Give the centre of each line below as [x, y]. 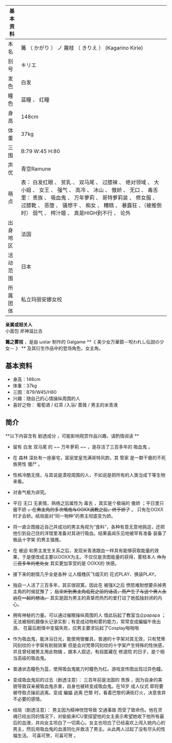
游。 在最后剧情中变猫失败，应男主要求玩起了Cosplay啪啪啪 [76, 628]
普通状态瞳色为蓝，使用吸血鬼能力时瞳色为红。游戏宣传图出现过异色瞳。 [89, 669]
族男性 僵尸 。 [27, 464]
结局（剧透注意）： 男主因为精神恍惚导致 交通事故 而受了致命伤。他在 [85, 710]
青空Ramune [36, 169]
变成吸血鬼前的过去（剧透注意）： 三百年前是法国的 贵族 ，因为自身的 [85, 680]
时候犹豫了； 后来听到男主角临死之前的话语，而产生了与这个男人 [94, 591]
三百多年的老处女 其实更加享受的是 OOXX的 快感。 [66, 563]
